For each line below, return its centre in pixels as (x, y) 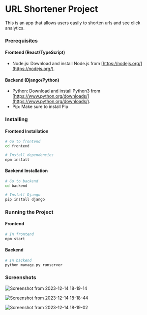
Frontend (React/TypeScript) (35, 52)
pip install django (25, 199)
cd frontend (17, 146)
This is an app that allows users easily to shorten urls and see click (73, 23)
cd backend (16, 186)
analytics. (15, 28)
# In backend (18, 260)
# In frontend (20, 234)
